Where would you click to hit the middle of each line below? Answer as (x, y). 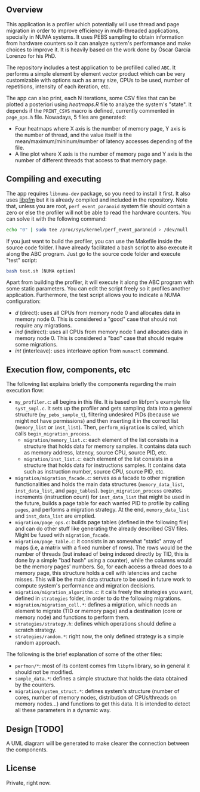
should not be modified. (44, 672)
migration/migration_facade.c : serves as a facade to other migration (100, 478)
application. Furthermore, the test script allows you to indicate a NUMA (93, 295)
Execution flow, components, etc (69, 369)
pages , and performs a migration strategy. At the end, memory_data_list (102, 510)
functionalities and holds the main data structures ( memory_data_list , (100, 484)
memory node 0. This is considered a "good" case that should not (96, 319)
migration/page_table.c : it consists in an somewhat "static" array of (99, 542)
